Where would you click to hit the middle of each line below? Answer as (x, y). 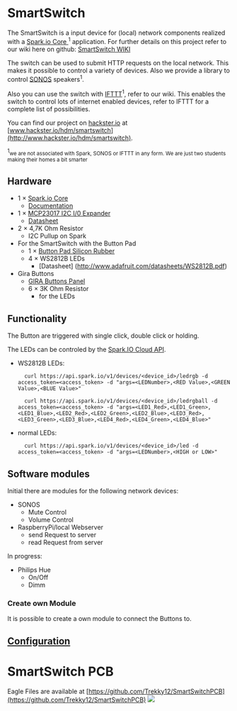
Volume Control (51, 520)
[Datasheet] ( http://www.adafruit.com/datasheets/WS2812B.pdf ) (133, 266)
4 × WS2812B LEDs (56, 259)
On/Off (38, 577)
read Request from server (66, 542)
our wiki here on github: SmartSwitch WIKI (69, 49)
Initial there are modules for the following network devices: (93, 491)
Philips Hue (34, 570)
